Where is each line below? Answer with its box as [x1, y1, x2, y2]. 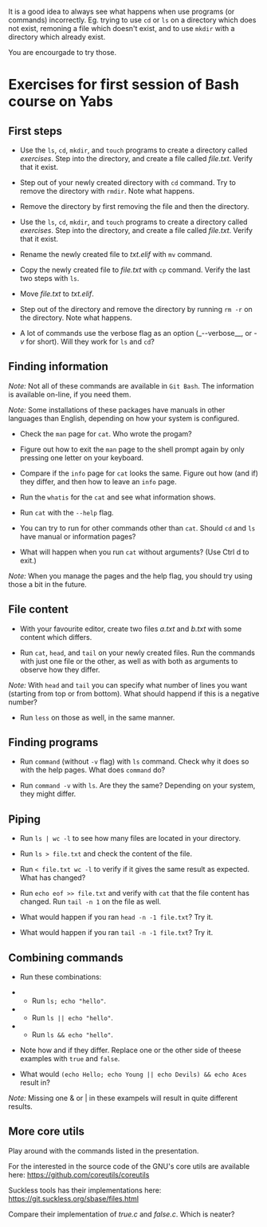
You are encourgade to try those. [8, 48, 117, 57]
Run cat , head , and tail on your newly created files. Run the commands [19, 648, 255, 657]
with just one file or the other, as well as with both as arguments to [19, 656, 238, 665]
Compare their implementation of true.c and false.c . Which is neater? [8, 1209, 235, 1219]
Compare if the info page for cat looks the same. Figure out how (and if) [19, 468, 259, 478]
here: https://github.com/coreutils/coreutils [8, 1170, 150, 1179]
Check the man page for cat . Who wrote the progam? [19, 428, 193, 438]
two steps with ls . [19, 274, 80, 282]
